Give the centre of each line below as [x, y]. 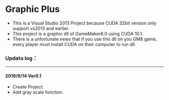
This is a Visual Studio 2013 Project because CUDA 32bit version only [84, 23]
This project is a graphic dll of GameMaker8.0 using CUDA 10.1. [78, 33]
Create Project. [28, 87]
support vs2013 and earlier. [41, 28]
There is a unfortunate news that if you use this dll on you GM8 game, [85, 39]
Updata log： [21, 58]
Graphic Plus [32, 9]
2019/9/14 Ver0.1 [23, 75]
